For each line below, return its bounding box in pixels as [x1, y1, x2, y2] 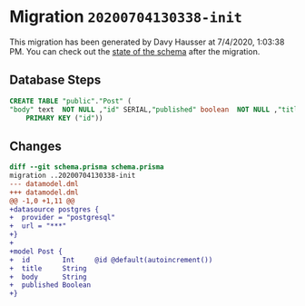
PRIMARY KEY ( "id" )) [25, 114, 103, 123]
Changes [9, 138, 62, 153]
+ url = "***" [9, 222, 67, 231]
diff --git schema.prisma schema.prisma [9, 163, 165, 172]
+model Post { [9, 247, 64, 256]
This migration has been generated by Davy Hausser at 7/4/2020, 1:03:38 [9, 36, 285, 47]
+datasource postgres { [9, 204, 100, 214]
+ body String [9, 272, 88, 281]
